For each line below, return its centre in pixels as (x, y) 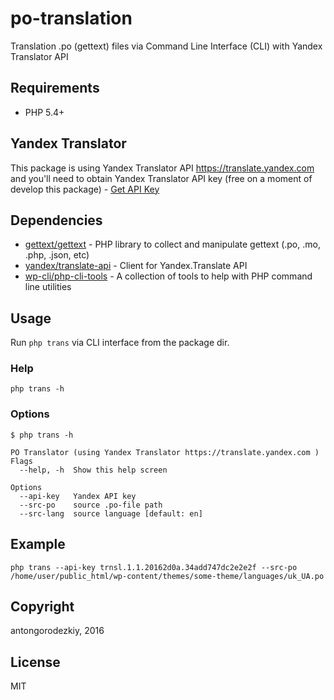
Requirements (55, 88)
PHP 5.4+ (44, 112)
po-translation (71, 18)
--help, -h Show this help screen (93, 470)
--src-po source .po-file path (91, 505)
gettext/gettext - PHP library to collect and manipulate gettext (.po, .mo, (172, 244)
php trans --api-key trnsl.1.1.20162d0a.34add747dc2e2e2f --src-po (154, 567)
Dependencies (56, 220)
